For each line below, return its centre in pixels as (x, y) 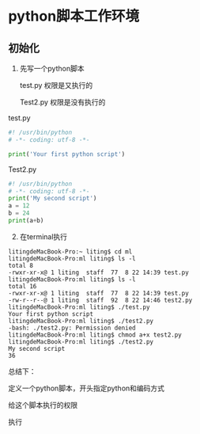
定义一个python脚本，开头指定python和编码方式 (86, 388)
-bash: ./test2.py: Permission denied (72, 328)
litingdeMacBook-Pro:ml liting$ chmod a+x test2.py (95, 335)
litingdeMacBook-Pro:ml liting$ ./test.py (79, 307)
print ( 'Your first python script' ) (67, 154)
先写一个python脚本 (52, 69)
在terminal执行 (43, 236)
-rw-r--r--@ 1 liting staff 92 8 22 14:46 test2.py (100, 300)
